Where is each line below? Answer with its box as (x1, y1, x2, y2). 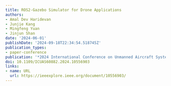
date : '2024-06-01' (5, 36, 47, 41)
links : (5, 64, 19, 69)
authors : (5, 12, 24, 17)
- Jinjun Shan (5, 31, 36, 36)
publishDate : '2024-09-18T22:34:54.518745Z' (5, 40, 101, 46)
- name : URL (5, 69, 31, 74)
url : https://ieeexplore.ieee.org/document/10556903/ (10, 73, 126, 78)
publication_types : (5, 45, 47, 50)
